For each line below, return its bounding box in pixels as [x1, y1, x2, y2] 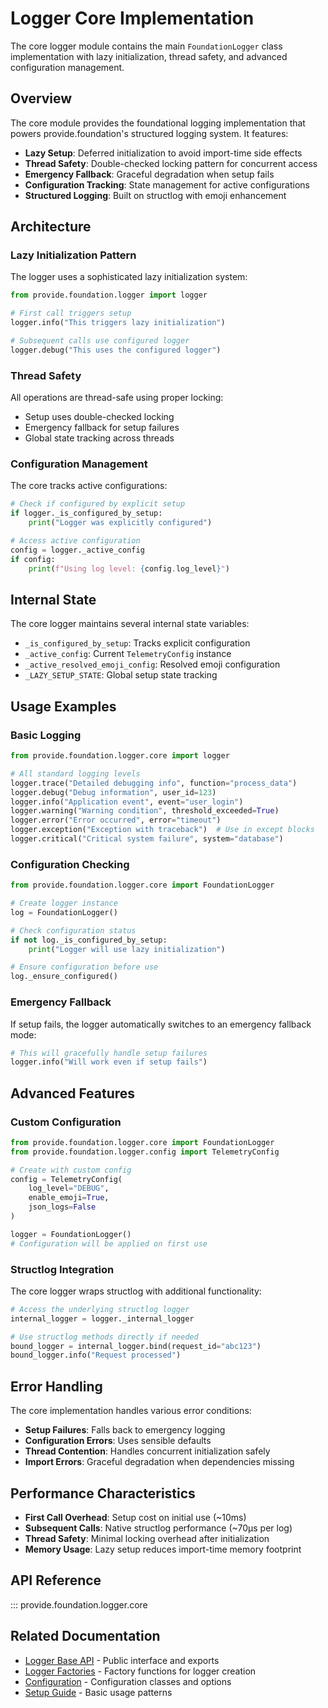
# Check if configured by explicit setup [10, 499, 186, 509]
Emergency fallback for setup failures [24, 422, 180, 434]
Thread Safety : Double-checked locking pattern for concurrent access [24, 157, 318, 169]
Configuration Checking [10, 857, 130, 871]
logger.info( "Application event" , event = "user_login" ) [10, 797, 244, 807]
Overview [10, 90, 73, 107]
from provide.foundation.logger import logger [10, 290, 208, 301]
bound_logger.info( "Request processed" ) [10, 1350, 182, 1361]
